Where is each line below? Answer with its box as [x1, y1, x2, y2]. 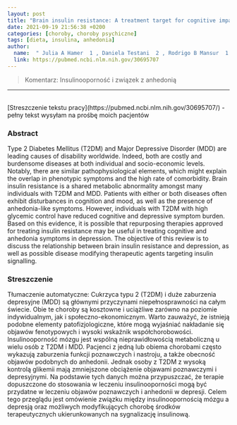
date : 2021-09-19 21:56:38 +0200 [7, 23, 106, 30]
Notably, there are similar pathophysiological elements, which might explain [7, 167, 227, 175]
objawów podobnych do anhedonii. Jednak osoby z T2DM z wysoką [7, 357, 206, 367]
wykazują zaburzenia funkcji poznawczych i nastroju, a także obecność [7, 350, 216, 359]
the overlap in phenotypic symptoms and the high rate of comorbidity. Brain [7, 174, 228, 183]
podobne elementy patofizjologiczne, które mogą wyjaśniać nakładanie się [7, 320, 224, 328]
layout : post [7, 10, 46, 18]
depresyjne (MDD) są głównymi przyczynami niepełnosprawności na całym [7, 297, 226, 307]
